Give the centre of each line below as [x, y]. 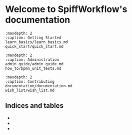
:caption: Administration [32, 59]
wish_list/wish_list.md [30, 90]
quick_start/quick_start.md [34, 46]
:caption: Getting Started [33, 38]
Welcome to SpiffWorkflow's [66, 9]
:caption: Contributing [30, 81]
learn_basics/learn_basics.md [37, 42]
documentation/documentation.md [39, 86]
